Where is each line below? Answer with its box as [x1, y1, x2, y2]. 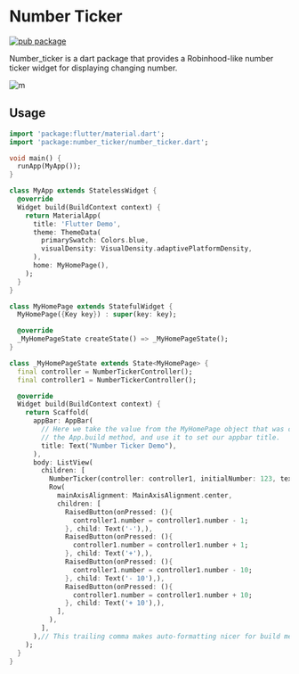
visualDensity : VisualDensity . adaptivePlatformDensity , [41, 244, 253, 253]
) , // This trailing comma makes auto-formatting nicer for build [32, 631, 280, 641]
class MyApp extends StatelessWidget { [9, 186, 158, 195]
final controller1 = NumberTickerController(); [17, 375, 198, 384]
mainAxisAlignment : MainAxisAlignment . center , [56, 491, 233, 500]
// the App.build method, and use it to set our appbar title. [41, 432, 280, 442]
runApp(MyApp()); [17, 162, 82, 171]
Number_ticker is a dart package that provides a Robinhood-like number [9, 53, 274, 63]
